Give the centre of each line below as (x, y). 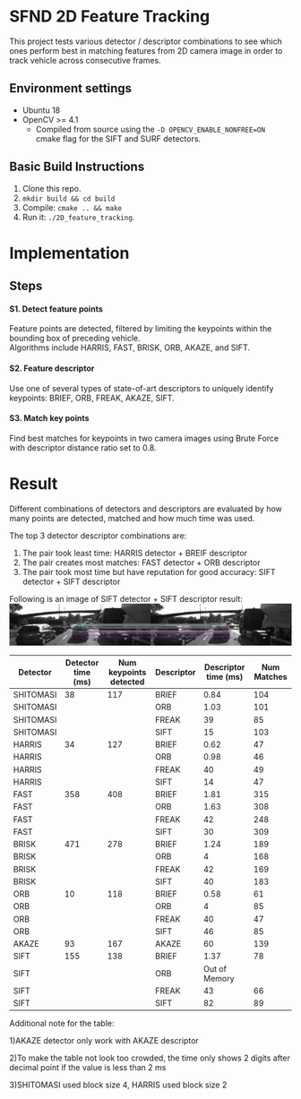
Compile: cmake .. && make (72, 207)
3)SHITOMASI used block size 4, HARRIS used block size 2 (118, 1085)
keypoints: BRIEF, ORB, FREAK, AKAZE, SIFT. (92, 398)
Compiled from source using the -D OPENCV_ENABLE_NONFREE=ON (150, 129)
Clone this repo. (52, 188)
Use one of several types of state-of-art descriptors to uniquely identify (142, 388)
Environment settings (71, 88)
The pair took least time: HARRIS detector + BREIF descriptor (135, 553)
